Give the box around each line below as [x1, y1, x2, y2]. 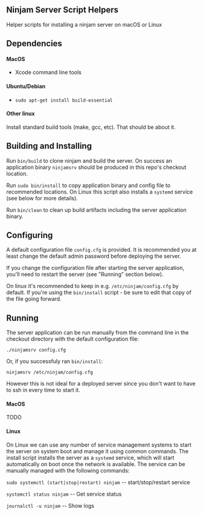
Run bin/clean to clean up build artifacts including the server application [6, 206, 187, 214]
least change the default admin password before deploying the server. [6, 252, 181, 260]
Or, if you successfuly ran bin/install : [6, 358, 103, 365]
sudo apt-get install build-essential [14, 97, 113, 103]
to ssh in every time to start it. [6, 387, 80, 394]
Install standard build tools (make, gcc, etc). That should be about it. [6, 123, 176, 131]
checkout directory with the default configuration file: [6, 335, 139, 343]
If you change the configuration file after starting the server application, [6, 264, 184, 272]
